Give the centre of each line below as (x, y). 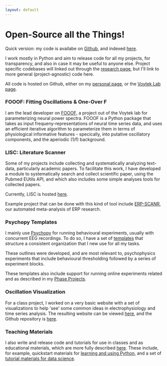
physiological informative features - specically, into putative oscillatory (78, 134)
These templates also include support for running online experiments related (84, 273)
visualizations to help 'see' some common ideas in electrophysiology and (80, 308)
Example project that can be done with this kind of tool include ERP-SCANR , (83, 204)
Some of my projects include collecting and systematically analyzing (76, 163)
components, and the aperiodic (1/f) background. (56, 139)
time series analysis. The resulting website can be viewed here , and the (79, 313)
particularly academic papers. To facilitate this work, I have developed (89, 168)
